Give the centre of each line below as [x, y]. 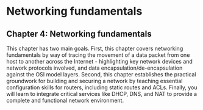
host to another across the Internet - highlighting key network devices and [100, 61]
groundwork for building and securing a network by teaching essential [94, 81]
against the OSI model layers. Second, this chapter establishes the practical [101, 74]
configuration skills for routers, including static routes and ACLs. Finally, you [102, 87]
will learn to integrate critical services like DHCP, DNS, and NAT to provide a [101, 94]
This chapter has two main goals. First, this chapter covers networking [95, 48]
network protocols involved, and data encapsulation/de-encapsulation [94, 68]
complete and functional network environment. [65, 100]
